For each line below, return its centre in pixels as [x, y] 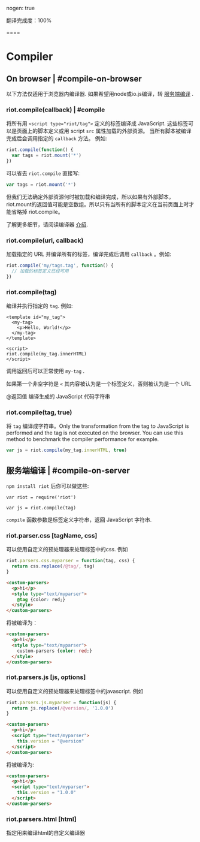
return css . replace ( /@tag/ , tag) [53, 566]
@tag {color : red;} [41, 599]
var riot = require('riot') [41, 497]
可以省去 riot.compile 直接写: [43, 173]
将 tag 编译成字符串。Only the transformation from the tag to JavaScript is [98, 426]
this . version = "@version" [51, 741]
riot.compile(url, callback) [45, 240]
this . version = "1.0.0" [47, 793]
